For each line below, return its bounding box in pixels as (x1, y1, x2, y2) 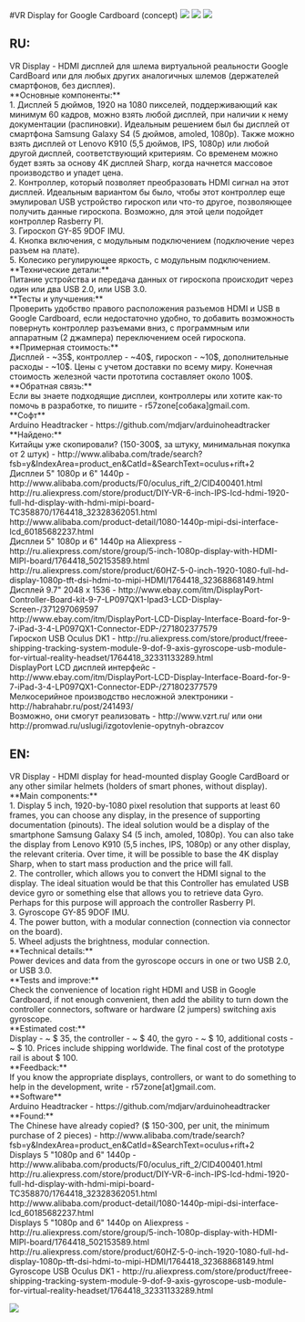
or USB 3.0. (9, 964, 53, 976)
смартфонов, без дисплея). (9, 79, 116, 90)
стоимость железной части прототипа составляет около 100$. (9, 371, 253, 382)
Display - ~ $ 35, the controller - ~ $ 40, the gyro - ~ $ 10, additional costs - (9, 1033, 294, 1044)
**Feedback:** (9, 1062, 67, 1073)
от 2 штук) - (9, 448, 56, 459)
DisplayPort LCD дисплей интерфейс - (9, 662, 157, 673)
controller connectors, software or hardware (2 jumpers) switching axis (9, 1003, 277, 1014)
